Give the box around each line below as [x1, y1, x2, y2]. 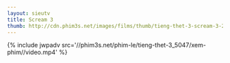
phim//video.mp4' [7, 48, 58, 56]
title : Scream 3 [7, 16, 53, 23]
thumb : [7, 22, 26, 29]
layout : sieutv [7, 9, 51, 17]
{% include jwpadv [7, 41, 60, 49]
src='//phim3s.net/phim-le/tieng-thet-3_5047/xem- [61, 41, 207, 49]
